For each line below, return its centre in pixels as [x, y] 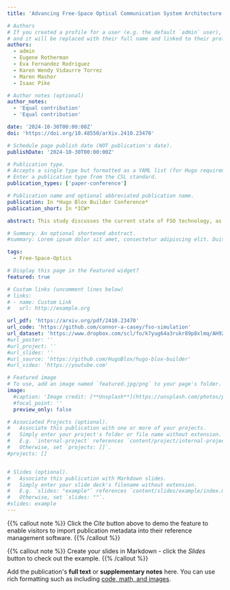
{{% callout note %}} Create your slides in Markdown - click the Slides [106, 551]
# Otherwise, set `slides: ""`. [56, 498]
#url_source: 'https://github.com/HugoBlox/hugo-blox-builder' [99, 359]
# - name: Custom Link [39, 302]
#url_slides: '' [30, 352]
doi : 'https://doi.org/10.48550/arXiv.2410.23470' [81, 133]
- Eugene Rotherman [41, 58]
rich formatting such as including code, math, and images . [89, 578]
